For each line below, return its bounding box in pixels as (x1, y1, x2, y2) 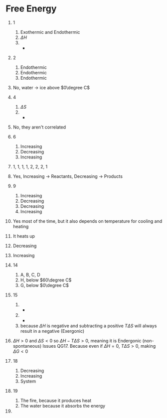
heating (12, 223, 29, 229)
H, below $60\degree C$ (20, 277, 72, 283)
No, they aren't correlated (12, 124, 66, 130)
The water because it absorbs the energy (20, 403, 106, 409)
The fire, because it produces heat (20, 397, 92, 404)
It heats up (12, 233, 35, 239)
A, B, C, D (20, 272, 40, 278)
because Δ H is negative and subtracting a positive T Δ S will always (20, 322, 157, 329)
